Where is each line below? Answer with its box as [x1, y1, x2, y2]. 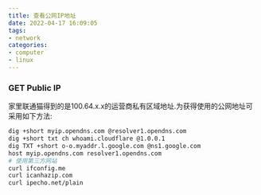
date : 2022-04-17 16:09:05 [8, 19, 98, 27]
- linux [8, 57, 34, 64]
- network [8, 33, 41, 42]
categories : [8, 41, 48, 49]
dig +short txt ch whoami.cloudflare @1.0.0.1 [8, 135, 166, 143]
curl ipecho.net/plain [8, 179, 84, 187]
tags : [8, 26, 26, 34]
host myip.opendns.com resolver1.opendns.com [8, 149, 162, 158]
